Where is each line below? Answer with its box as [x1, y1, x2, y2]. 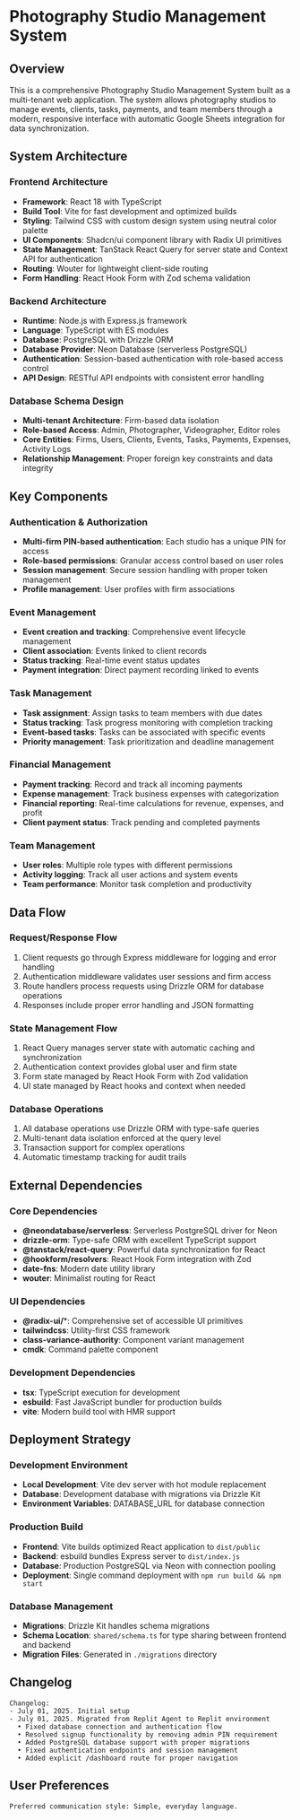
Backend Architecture [9, 294, 107, 307]
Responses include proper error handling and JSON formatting [21, 999, 254, 1010]
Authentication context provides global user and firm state [21, 1061, 237, 1073]
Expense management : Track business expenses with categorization [21, 788, 279, 799]
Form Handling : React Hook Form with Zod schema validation [21, 272, 251, 283]
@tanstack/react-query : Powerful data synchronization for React [21, 1244, 266, 1255]
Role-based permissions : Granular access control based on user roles [21, 554, 284, 566]
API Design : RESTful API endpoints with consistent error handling [21, 372, 264, 383]
